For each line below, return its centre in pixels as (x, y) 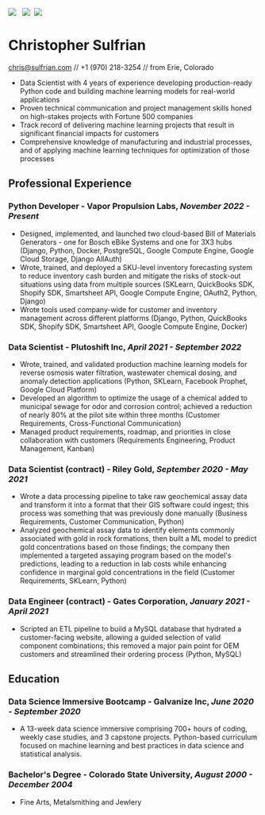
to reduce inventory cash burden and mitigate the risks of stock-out (130, 276)
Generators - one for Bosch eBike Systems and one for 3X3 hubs (126, 241)
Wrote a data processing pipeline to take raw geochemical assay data (133, 496)
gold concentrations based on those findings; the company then (125, 547)
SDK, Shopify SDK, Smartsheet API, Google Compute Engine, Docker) (134, 326)
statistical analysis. (50, 754)
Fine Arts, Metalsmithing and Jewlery (81, 801)
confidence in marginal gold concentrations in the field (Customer (127, 573)
